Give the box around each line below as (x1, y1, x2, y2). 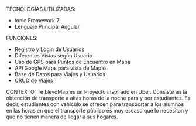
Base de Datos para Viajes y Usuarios (14, 71, 105, 77)
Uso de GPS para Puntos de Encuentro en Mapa (14, 59, 130, 65)
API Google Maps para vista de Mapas (14, 64, 107, 71)
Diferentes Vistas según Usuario (14, 52, 92, 59)
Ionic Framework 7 (14, 17, 60, 23)
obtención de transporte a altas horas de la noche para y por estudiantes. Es (6, 94, 191, 101)
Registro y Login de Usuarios (14, 46, 85, 53)
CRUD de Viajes (14, 77, 54, 84)
